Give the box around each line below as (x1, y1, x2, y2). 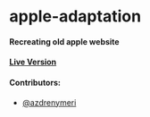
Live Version (9, 56, 57, 68)
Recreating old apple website (9, 36, 120, 46)
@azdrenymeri (21, 96, 77, 108)
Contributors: (9, 77, 61, 88)
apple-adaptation (9, 6, 141, 27)
